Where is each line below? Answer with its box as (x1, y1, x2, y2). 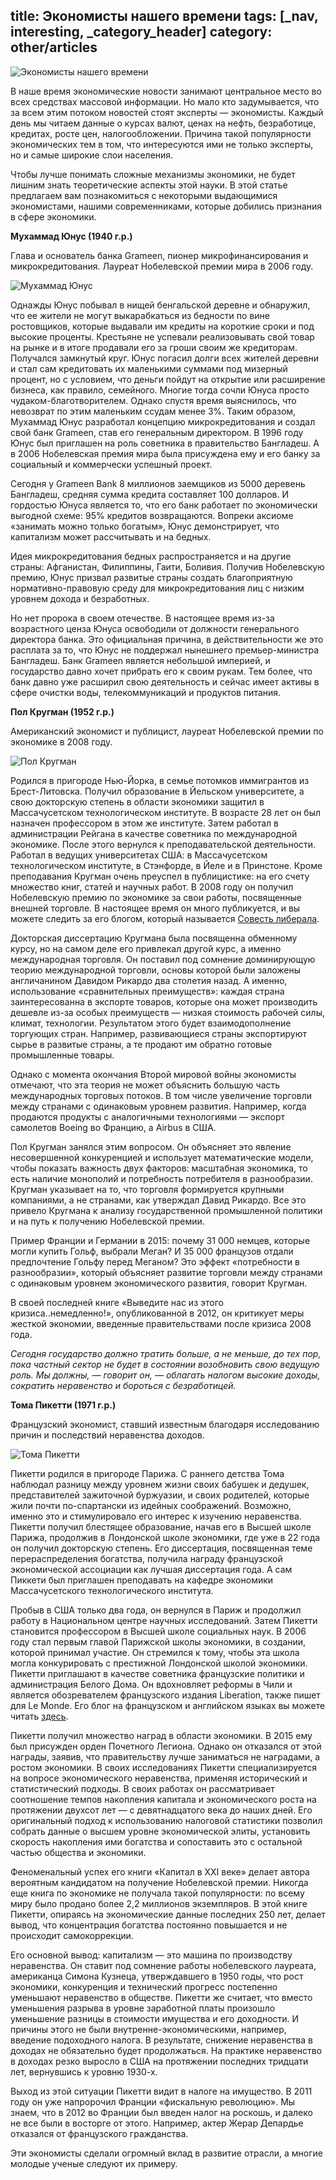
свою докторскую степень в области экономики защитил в (10, 795, 265, 808)
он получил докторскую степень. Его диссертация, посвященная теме (10, 1542, 313, 1554)
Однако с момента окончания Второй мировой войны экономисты (10, 1068, 297, 1080)
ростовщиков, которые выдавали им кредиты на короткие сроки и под (10, 320, 315, 332)
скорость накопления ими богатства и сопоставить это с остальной (10, 1835, 303, 1848)
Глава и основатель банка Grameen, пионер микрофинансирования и (10, 249, 309, 261)
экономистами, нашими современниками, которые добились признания (10, 200, 323, 212)
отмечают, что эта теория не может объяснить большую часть (10, 1079, 281, 1091)
